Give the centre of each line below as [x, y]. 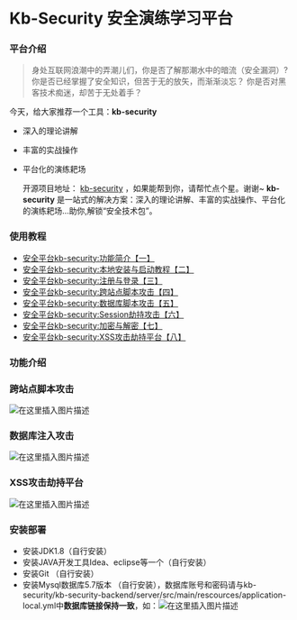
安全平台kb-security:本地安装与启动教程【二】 [108, 269]
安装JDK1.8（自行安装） [67, 551]
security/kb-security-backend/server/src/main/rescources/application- [154, 595]
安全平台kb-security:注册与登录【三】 [92, 280]
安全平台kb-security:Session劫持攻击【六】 [103, 314]
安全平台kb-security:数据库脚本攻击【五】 [100, 303]
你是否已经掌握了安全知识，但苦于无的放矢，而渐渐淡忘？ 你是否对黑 [158, 81]
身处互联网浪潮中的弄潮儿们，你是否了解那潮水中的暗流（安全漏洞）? [159, 70]
